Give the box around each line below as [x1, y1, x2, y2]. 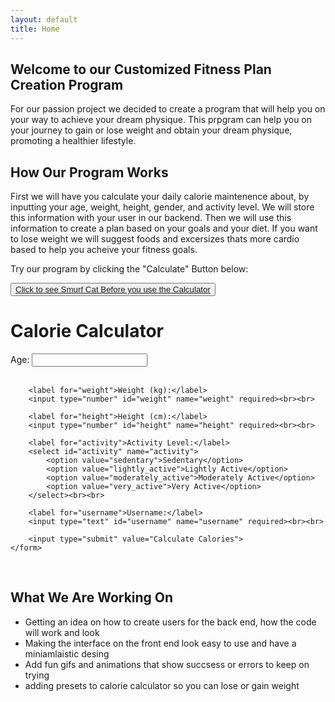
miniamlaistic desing [24, 647, 110, 660]
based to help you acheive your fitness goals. [10, 244, 198, 256]
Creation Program [10, 76, 124, 93]
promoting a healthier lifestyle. [10, 135, 137, 147]
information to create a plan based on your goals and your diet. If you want [10, 222, 318, 235]
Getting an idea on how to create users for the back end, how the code [24, 616, 317, 628]
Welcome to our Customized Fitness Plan [10, 61, 272, 78]
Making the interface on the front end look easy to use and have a [24, 637, 297, 649]
